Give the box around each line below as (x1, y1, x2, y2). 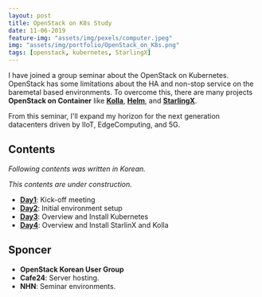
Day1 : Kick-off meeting (19, 194, 96, 204)
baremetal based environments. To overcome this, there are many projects (8, 88, 253, 96)
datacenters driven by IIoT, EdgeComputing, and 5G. (8, 120, 181, 129)
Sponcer (8, 244, 52, 257)
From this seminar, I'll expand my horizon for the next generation (8, 111, 221, 120)
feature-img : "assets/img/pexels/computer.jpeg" (8, 33, 173, 42)
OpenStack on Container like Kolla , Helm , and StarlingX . (8, 96, 197, 105)
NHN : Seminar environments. (19, 281, 116, 291)
